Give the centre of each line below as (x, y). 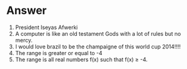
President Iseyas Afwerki (46, 27)
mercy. (24, 40)
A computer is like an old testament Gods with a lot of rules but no (98, 33)
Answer (26, 11)
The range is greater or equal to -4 (58, 53)
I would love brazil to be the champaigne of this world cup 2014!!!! (98, 47)
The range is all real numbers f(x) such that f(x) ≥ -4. (81, 59)
